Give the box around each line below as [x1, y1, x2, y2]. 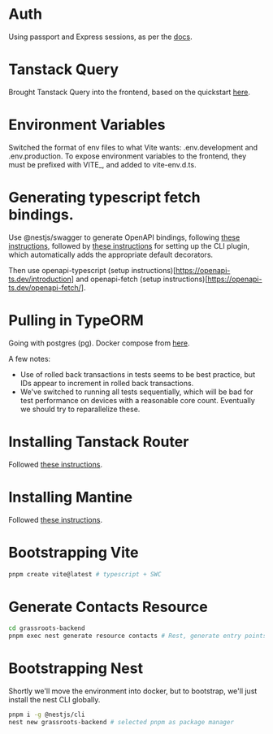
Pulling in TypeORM [8, 311, 144, 329]
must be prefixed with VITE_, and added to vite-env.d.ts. [8, 159, 197, 169]
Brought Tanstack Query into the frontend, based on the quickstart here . [8, 87, 250, 97]
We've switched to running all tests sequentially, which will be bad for [19, 387, 253, 397]
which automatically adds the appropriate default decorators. [8, 250, 214, 259]
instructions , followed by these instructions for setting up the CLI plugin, [8, 241, 250, 250]
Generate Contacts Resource [8, 597, 209, 616]
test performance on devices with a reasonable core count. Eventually [19, 395, 256, 405]
